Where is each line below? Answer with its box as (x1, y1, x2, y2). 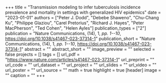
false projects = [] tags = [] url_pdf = (5, 51, 80, 57)
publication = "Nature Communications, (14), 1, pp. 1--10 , (5, 31, 121, 36)
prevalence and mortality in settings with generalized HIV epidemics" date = (5, 9, 162, 15)
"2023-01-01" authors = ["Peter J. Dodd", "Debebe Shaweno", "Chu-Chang (5, 15, 159, 20)
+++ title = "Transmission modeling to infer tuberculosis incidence (5, 4, 141, 10)
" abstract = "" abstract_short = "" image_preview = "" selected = (21, 46, 156, 52)
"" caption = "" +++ (5, 73, 46, 78)
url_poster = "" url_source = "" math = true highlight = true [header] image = (5, 67, 162, 73)
